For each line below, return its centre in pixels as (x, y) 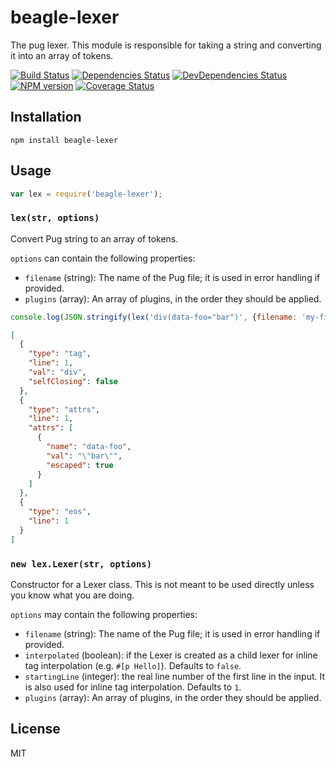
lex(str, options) (55, 218)
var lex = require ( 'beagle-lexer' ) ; (86, 194)
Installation (46, 117)
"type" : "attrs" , (64, 409)
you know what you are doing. (72, 595)
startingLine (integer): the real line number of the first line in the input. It (175, 677)
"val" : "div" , (57, 372)
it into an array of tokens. (62, 55)
